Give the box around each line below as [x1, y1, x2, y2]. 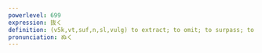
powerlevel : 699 [8, 11, 61, 19]
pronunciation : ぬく [8, 33, 73, 41]
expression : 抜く [8, 19, 63, 26]
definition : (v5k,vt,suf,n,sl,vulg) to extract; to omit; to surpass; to [8, 26, 255, 34]
